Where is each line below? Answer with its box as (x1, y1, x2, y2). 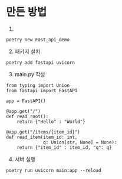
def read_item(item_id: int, (6, 134, 78, 140)
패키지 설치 (14, 48, 41, 55)
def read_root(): (6, 113, 49, 119)
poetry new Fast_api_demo (6, 37, 70, 43)
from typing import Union (6, 82, 70, 89)
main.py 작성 (14, 70, 45, 77)
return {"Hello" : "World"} (17, 119, 85, 125)
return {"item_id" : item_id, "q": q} (17, 144, 112, 151)
